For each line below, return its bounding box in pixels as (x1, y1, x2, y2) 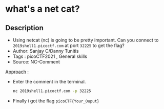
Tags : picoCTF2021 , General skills (12, 53, 88, 59)
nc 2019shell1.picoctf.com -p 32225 (12, 89, 91, 94)
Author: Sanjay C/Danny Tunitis (12, 48, 79, 54)
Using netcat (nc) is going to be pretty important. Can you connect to (12, 37, 159, 43)
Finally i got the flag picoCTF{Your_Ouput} (12, 98, 100, 104)
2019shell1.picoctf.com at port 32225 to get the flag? (12, 42, 125, 49)
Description (5, 24, 44, 32)
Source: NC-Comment (12, 59, 60, 64)
